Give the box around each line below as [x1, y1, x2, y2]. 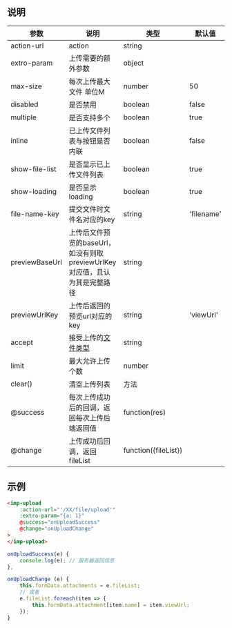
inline [10, 135, 28, 145]
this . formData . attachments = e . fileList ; [19, 582, 140, 589]
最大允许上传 [68, 356, 110, 366]
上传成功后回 [68, 436, 110, 446]
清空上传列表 [68, 379, 110, 389]
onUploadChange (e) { [7, 576, 70, 583]
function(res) [123, 407, 166, 417]
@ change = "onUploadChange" [19, 525, 95, 533]
